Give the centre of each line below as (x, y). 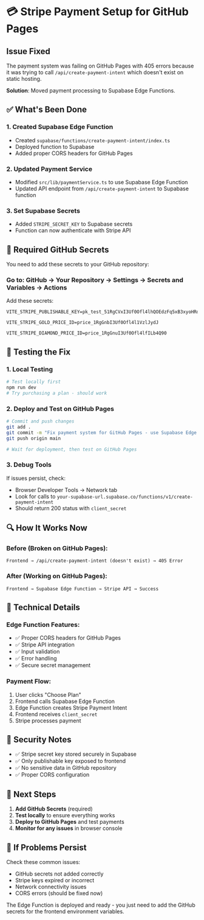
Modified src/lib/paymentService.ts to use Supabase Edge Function (101, 182)
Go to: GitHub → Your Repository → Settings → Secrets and (95, 280)
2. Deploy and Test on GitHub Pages (60, 409)
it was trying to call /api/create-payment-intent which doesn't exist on (95, 72)
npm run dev (21, 387)
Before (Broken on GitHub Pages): (57, 548)
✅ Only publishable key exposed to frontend (70, 761)
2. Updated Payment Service (49, 169)
